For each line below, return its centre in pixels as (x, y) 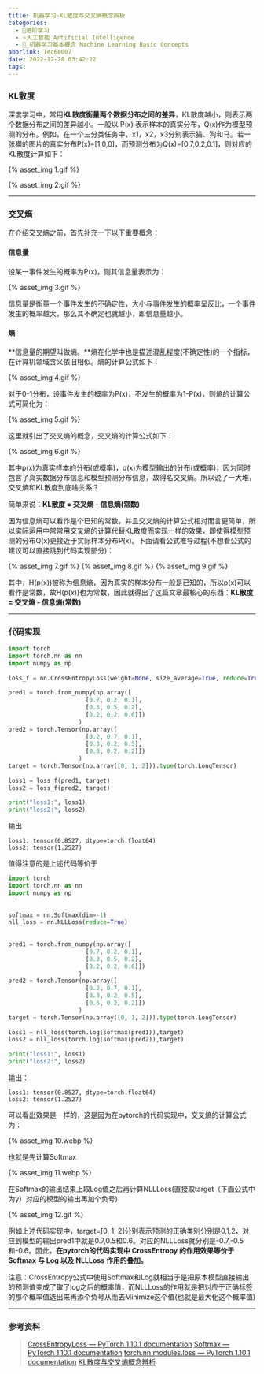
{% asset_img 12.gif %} (46, 1214)
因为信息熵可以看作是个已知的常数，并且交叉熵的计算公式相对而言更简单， (128, 520)
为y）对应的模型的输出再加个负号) (63, 1198)
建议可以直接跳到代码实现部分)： (61, 550)
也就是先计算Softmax (42, 1156)
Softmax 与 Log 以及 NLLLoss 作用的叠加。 (78, 1260)
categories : (27, 23)
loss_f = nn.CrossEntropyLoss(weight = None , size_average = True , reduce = (128, 678)
